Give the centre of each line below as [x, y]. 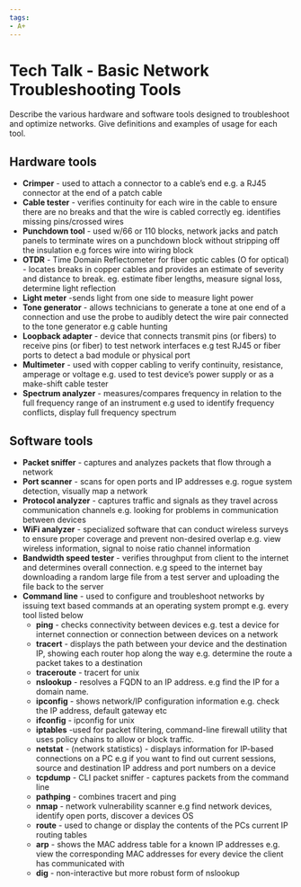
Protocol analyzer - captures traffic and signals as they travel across [150, 501]
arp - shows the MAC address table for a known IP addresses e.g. [158, 845]
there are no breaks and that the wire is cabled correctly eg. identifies [151, 212]
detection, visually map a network [85, 492]
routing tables [62, 835]
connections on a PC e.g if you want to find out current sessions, [156, 758]
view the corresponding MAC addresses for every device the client [159, 854]
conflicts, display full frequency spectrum [99, 412]
